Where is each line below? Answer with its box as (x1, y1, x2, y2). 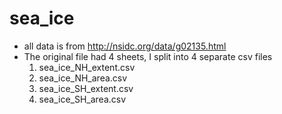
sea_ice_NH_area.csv (38, 72, 128, 84)
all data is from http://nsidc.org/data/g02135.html (23, 40, 227, 52)
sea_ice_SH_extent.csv (38, 82, 134, 94)
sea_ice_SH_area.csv (38, 93, 127, 105)
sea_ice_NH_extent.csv (38, 61, 136, 73)
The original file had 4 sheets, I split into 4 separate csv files (23, 50, 273, 62)
